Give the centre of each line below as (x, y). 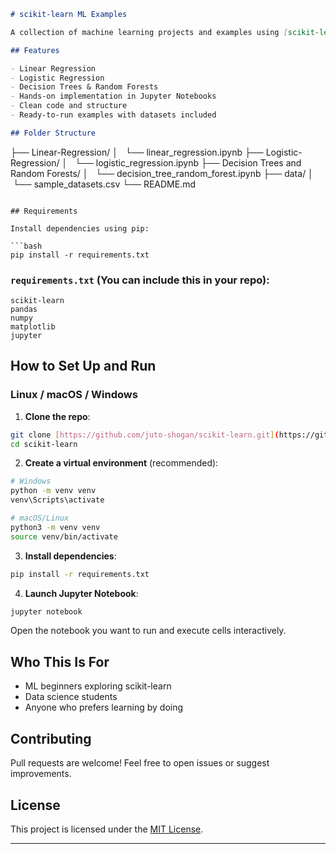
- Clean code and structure (69, 106)
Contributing (51, 738)
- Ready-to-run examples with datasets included (113, 115)
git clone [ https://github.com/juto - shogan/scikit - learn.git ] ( (145, 435)
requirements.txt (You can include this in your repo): (140, 280)
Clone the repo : (57, 416)
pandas (24, 310)
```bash (26, 246)
